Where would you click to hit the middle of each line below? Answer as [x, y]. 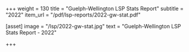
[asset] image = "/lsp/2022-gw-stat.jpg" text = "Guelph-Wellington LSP [93, 26]
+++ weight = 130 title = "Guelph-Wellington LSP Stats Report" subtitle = [95, 9]
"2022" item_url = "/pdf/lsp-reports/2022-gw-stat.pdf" [73, 15]
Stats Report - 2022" [31, 32]
